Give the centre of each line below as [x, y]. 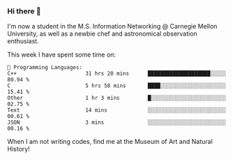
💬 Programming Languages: [45, 68]
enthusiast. [23, 41]
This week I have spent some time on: [62, 54]
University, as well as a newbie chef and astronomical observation [102, 34]
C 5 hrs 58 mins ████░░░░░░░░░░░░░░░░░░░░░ [117, 86]
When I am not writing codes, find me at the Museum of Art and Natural [110, 142]
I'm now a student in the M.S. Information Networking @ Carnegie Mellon [112, 27]
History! [18, 149]
